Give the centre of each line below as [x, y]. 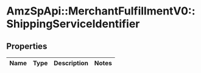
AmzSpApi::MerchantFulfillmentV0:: [101, 11]
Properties [27, 46]
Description [71, 63]
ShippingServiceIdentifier [73, 24]
